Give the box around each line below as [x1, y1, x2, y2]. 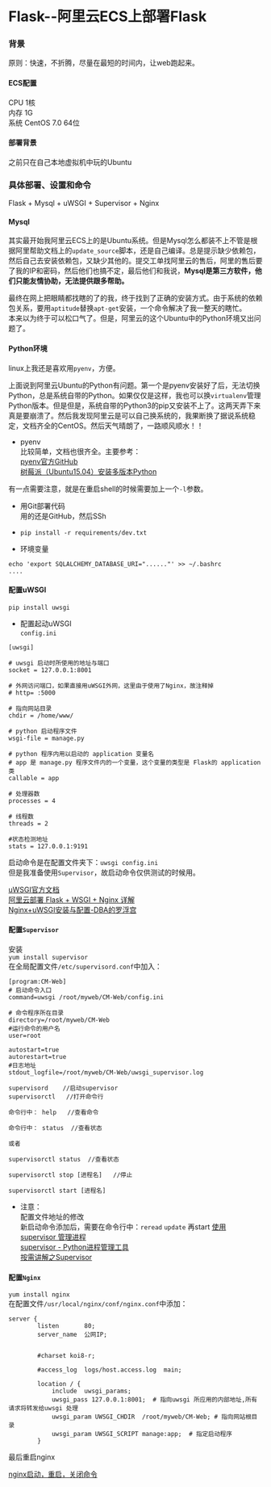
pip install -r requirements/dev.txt [19, 528, 148, 537]
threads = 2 [8, 819, 48, 828]
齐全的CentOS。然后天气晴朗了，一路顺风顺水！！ [35, 421, 204, 431]
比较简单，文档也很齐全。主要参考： [19, 446, 141, 456]
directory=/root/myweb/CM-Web [8, 1016, 110, 1024]
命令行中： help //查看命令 [8, 1108, 99, 1116]
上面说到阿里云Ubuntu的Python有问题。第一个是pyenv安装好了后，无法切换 [8, 380, 261, 390]
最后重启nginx [8, 1452, 56, 1462]
